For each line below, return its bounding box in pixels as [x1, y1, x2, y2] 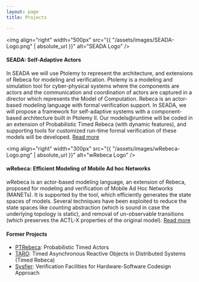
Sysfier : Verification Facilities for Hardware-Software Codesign [14, 263, 171, 270]
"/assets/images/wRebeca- [112, 145, 180, 152]
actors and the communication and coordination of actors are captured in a [6, 88, 192, 96]
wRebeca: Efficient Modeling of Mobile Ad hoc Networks [6, 165, 151, 172]
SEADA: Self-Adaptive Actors [6, 56, 81, 64]
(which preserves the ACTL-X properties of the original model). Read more [6, 217, 191, 224]
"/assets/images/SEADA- [112, 36, 174, 43]
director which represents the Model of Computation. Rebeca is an [6, 95, 171, 102]
